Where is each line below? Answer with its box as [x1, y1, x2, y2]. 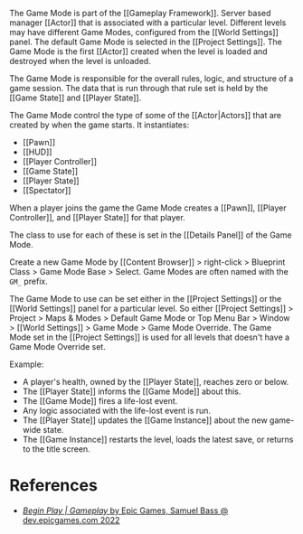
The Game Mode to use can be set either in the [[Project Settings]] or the [9, 294, 282, 304]
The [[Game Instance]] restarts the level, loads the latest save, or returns [22, 434, 294, 445]
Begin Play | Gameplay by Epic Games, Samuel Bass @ [22, 505, 229, 516]
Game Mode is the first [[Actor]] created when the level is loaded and [9, 46, 269, 57]
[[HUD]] [22, 146, 52, 157]
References [9, 475, 98, 496]
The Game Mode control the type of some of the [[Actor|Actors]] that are [9, 110, 282, 120]
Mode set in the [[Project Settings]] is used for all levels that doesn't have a [9, 332, 290, 342]
